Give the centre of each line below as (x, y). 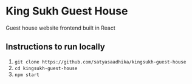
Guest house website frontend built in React (61, 28)
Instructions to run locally (56, 47)
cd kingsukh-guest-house (46, 68)
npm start (27, 75)
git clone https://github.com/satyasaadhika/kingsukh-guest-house (100, 62)
